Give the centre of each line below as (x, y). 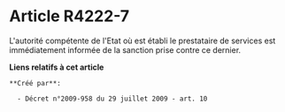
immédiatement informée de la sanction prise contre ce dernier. (125, 49)
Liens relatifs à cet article (57, 67)
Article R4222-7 (69, 16)
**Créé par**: (35, 83)
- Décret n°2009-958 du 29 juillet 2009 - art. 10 (112, 99)
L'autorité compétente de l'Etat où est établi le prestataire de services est (142, 41)
